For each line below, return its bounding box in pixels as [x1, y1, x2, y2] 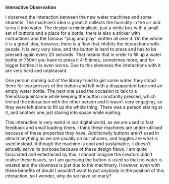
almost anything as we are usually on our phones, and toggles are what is [5, 136, 158, 141]
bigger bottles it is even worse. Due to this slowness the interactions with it [5, 63, 161, 68]
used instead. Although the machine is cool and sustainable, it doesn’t [5, 141, 151, 147]
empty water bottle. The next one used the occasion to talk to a [5, 88, 137, 94]
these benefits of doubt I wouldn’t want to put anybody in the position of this [5, 167, 164, 173]
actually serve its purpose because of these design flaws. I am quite [5, 146, 147, 152]
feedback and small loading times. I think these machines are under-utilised [5, 125, 162, 131]
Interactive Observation [5, 5, 57, 10]
